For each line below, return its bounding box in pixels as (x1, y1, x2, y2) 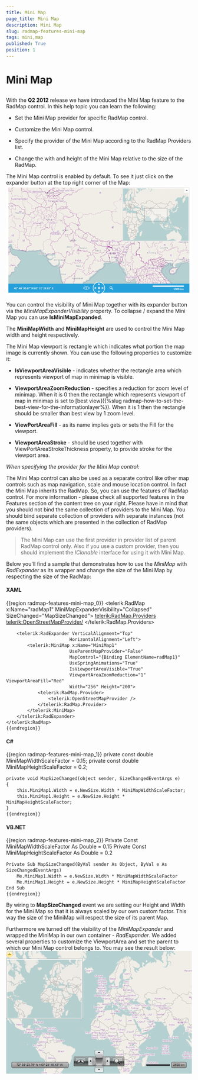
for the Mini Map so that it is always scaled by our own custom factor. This (6, 908, 187, 915)
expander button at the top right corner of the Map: (6, 179, 131, 186)
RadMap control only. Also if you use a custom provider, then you (20, 542, 179, 550)
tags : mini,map (6, 34, 44, 41)
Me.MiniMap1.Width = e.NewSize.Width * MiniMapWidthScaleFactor (16, 873, 178, 879)
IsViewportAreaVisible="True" (69, 666, 144, 672)
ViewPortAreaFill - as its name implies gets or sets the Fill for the (14, 421, 174, 428)
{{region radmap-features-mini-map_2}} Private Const (6, 837, 138, 844)
